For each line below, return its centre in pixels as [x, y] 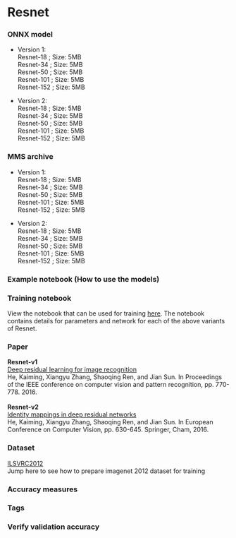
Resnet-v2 [23, 407]
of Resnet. [22, 328]
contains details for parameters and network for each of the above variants [116, 321]
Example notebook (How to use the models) [83, 279]
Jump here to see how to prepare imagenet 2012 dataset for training [106, 471]
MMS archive [31, 157]
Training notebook [39, 298]
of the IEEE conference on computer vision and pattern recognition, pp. [111, 385]
